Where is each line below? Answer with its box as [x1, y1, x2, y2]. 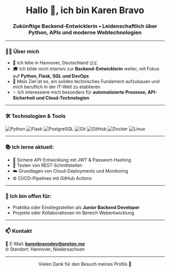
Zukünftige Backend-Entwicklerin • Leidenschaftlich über [12, 23, 158, 30]
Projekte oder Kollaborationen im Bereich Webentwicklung [12, 210, 135, 216]
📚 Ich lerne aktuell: [5, 144, 54, 150]
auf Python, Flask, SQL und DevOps [12, 73, 90, 79]
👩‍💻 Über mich [5, 48, 39, 55]
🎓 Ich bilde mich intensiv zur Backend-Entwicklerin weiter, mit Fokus [12, 65, 160, 71]
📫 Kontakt [5, 227, 32, 235]
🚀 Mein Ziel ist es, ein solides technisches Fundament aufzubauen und [12, 78, 160, 84]
